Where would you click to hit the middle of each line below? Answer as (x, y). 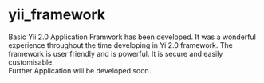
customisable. (31, 62)
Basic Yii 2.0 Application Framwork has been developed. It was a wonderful (132, 37)
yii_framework (57, 15)
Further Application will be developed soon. (80, 70)
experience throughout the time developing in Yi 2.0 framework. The (120, 45)
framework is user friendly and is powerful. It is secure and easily (116, 53)
